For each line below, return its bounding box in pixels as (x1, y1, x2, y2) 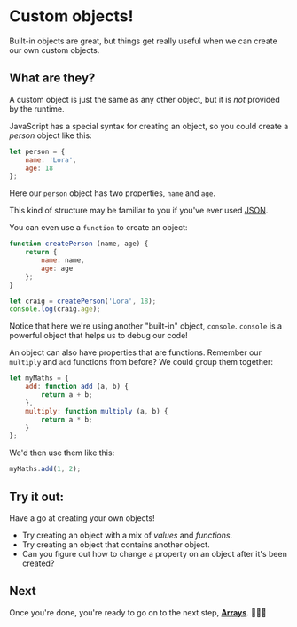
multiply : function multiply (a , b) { (25, 406, 168, 415)
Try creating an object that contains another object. (21, 538, 210, 550)
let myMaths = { (9, 374, 69, 383)
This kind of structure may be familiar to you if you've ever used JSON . (9, 205, 269, 216)
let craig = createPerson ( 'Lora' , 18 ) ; (9, 297, 157, 306)
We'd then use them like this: (9, 447, 115, 458)
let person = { (9, 147, 66, 156)
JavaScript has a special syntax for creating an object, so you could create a (9, 120, 289, 131)
